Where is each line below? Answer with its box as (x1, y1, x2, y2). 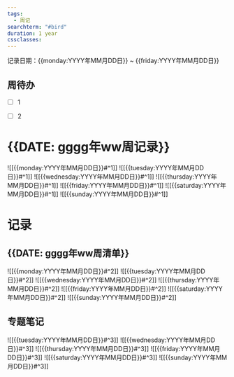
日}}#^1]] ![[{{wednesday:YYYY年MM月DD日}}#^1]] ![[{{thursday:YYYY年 (7, 172, 218, 181)
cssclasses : (7, 36, 42, 43)
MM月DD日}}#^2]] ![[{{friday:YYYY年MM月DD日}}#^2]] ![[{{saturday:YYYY (7, 285, 223, 293)
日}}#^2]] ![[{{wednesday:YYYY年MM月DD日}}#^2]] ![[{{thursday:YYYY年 (7, 276, 220, 284)
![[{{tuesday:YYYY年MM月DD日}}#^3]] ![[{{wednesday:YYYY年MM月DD (7, 336, 215, 344)
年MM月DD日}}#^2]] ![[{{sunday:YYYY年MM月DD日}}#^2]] (7, 294, 177, 301)
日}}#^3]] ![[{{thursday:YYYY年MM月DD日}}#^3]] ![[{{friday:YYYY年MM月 (7, 344, 221, 352)
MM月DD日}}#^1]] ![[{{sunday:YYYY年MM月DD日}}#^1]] (7, 190, 168, 198)
